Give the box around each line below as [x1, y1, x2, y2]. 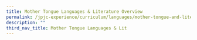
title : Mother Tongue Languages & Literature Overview [6, 8, 143, 15]
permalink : [6, 14, 33, 20]
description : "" [6, 19, 46, 25]
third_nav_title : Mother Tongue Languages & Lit [6, 25, 127, 31]
